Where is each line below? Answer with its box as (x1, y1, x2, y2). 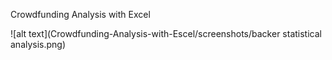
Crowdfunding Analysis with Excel (10, 9, 151, 20)
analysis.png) (10, 39, 67, 50)
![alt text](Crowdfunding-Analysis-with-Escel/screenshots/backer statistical (10, 28, 322, 39)
